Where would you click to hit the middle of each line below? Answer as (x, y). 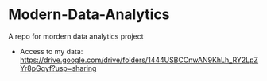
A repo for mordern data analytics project (76, 36)
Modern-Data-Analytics (89, 15)
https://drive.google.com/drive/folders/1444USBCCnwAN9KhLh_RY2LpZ (139, 60)
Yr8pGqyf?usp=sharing (58, 68)
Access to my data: (51, 51)
